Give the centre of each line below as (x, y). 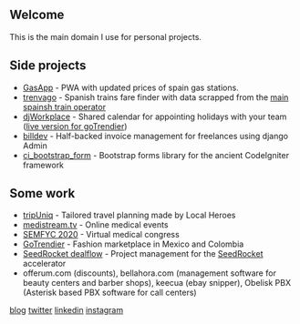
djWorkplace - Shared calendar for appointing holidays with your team (155, 116)
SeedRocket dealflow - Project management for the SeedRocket (143, 254)
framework (43, 165)
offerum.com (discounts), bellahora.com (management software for (149, 273)
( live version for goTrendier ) (75, 126)
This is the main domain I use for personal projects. (106, 36)
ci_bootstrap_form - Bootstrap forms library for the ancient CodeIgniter (156, 155)
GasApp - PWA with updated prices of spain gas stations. (130, 87)
